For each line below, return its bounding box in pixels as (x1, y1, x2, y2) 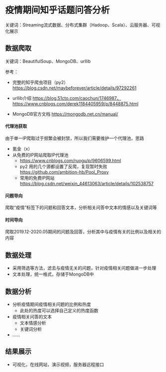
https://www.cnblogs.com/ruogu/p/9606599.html (19, 157, 121, 163)
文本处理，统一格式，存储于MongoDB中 (12, 271, 94, 277)
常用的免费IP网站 (19, 175, 55, 181)
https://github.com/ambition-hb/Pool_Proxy (19, 169, 109, 175)
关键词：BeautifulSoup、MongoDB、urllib (5, 58, 91, 64)
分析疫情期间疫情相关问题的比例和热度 (12, 301, 91, 307)
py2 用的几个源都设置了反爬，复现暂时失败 (19, 163, 108, 169)
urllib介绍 (12, 95, 32, 101)
